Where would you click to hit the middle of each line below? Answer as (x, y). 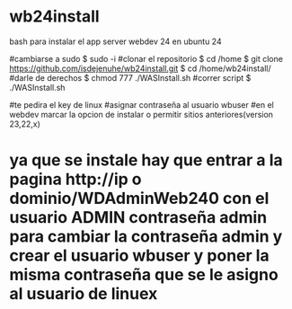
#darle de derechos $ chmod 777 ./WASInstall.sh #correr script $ (130, 77)
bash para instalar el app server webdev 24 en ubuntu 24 (115, 41)
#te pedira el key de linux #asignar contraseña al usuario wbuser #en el (142, 104)
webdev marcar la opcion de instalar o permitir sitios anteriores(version (142, 114)
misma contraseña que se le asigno (144, 275)
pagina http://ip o (75, 179)
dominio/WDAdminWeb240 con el (139, 199)
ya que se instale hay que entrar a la (146, 160)
